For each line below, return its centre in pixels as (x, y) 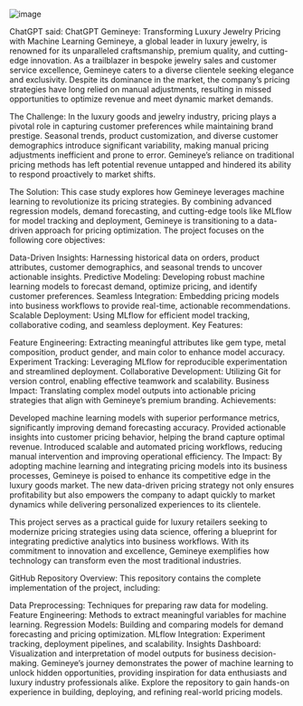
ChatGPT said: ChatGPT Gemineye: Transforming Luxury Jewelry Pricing (145, 31)
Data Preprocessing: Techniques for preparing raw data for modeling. (139, 605)
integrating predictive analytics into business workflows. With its (129, 541)
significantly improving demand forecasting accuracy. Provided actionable (148, 427)
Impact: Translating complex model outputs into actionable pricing (133, 391)
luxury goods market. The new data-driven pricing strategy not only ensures (152, 485)
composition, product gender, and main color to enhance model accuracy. (147, 352)
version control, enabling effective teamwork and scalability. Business (139, 381)
